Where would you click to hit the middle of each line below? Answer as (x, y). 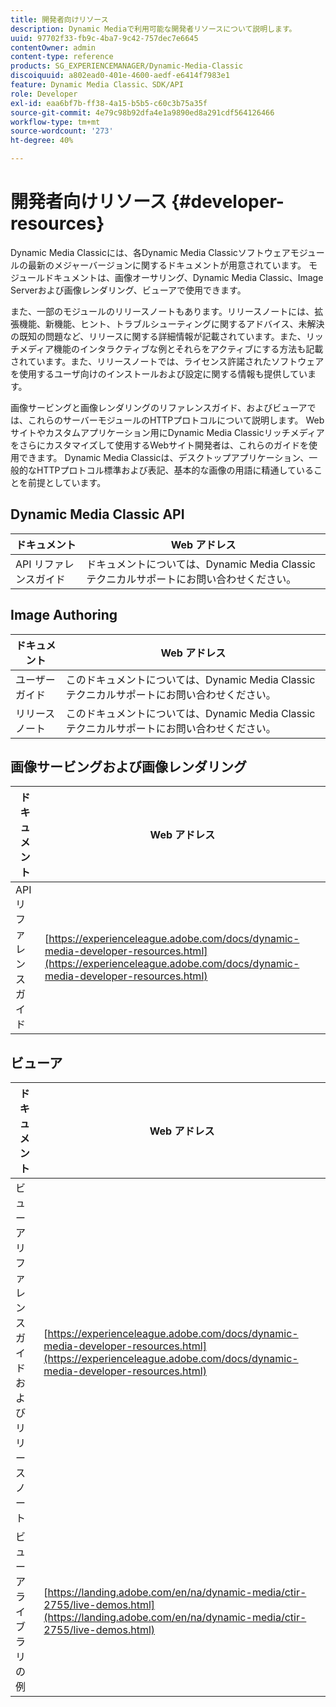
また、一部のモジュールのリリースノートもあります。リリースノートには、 (162, 311)
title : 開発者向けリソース (59, 19)
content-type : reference (62, 57)
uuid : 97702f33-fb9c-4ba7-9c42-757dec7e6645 (104, 38)
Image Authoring (64, 615)
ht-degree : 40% (42, 141)
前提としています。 (67, 482)
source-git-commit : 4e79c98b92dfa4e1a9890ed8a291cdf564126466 (142, 112)
